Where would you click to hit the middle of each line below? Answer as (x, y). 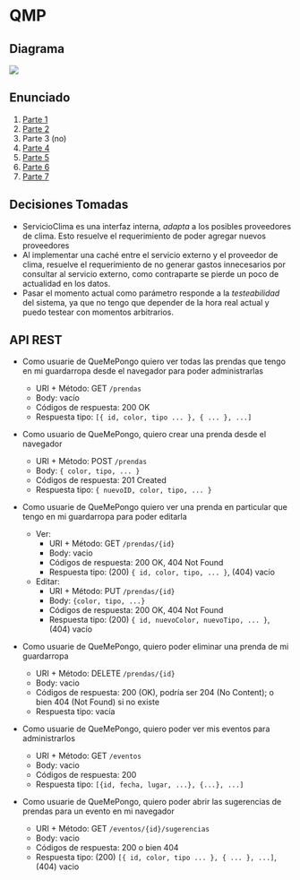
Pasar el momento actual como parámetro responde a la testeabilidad (151, 293)
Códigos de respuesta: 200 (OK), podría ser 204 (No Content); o (155, 693)
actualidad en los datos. (66, 283)
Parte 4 (36, 148)
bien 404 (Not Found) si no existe (97, 702)
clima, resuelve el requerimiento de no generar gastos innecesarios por (154, 264)
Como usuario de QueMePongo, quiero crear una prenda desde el (144, 435)
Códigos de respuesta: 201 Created (101, 480)
